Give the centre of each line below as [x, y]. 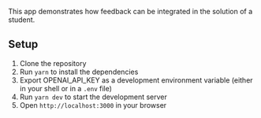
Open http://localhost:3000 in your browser [93, 105]
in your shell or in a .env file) [66, 88]
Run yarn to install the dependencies [79, 72]
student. [22, 20]
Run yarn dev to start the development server [93, 97]
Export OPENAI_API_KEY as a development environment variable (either [136, 80]
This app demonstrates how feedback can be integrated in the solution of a [130, 11]
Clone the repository [53, 63]
